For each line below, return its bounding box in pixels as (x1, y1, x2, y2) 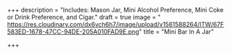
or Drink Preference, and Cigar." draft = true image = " (7, 13, 161, 21)
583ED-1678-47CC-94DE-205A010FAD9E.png (7, 27, 139, 36)
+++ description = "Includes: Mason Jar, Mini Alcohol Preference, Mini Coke (7, 6, 224, 14)
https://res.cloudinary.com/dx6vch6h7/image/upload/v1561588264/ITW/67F (7, 21, 224, 28)
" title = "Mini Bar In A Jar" (139, 27, 214, 36)
